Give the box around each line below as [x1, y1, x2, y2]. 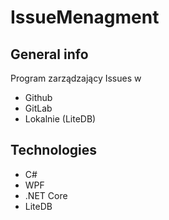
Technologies [10, 142, 98, 159]
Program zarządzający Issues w [10, 72, 142, 84]
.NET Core [24, 189, 68, 201]
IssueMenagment [10, 6, 160, 29]
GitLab [24, 102, 53, 114]
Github [24, 92, 53, 103]
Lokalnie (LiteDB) [24, 113, 97, 125]
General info [10, 46, 89, 63]
